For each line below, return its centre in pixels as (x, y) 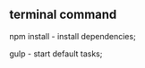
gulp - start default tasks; (56, 54)
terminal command (63, 15)
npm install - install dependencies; (72, 36)
